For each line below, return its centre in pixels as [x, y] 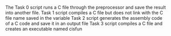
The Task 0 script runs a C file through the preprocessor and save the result [85, 7]
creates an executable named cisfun [44, 29]
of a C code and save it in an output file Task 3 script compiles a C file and [84, 23]
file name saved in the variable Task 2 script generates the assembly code [84, 18]
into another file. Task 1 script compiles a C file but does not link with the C [84, 13]
